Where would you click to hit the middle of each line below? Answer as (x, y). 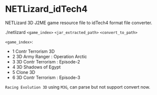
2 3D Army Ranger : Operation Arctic (50, 56)
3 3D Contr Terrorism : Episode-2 (46, 62)
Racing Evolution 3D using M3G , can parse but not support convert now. (78, 87)
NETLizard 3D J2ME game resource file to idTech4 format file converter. (79, 23)
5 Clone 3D (24, 72)
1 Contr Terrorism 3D (34, 51)
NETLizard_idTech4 (46, 9)
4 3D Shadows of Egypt (36, 67)
